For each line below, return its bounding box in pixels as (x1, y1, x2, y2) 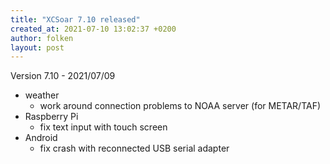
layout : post (10, 42, 65, 53)
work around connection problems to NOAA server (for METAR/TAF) (39, 100, 322, 112)
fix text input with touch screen (39, 121, 168, 133)
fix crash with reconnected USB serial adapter (39, 142, 230, 155)
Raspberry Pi (24, 111, 79, 123)
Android (24, 132, 58, 144)
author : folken (10, 33, 74, 43)
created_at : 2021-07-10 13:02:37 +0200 (10, 24, 177, 34)
